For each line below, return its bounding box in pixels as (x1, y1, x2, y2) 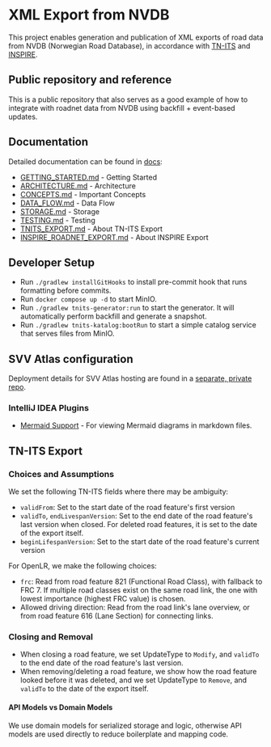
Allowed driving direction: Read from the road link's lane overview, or (19, 602, 251, 612)
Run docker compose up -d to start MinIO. (19, 294, 158, 304)
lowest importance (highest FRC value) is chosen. (19, 594, 186, 604)
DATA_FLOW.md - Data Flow (19, 198, 116, 208)
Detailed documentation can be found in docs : (8, 156, 163, 167)
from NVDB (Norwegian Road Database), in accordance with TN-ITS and (8, 40, 251, 50)
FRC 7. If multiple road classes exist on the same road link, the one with (19, 585, 257, 595)
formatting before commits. (19, 285, 112, 296)
